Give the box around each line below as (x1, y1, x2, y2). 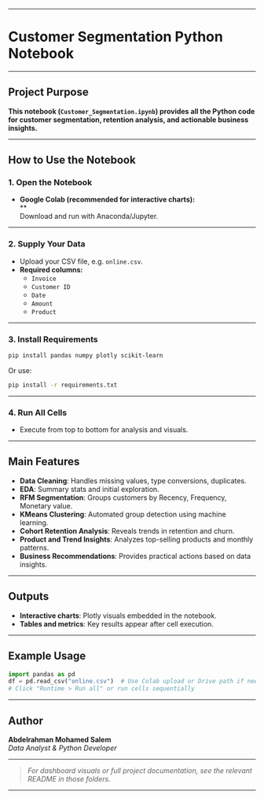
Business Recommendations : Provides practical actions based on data (19, 551, 251, 560)
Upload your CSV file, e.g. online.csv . (19, 257, 143, 266)
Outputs (8, 590, 49, 603)
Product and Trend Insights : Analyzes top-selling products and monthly (19, 535, 254, 544)
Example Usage (8, 649, 86, 663)
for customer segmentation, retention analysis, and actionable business (8, 115, 249, 124)
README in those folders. (27, 774, 112, 783)
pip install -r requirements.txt (8, 381, 118, 389)
